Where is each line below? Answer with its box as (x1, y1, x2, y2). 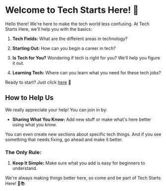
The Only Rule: (5, 148, 42, 155)
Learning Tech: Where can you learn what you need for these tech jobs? (12, 69, 161, 76)
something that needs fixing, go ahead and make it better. (5, 136, 123, 143)
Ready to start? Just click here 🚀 (5, 79, 71, 85)
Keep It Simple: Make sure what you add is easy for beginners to (12, 160, 145, 166)
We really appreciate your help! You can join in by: (5, 106, 108, 113)
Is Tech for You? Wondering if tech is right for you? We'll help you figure (12, 54, 160, 61)
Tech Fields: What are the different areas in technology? (12, 36, 128, 42)
